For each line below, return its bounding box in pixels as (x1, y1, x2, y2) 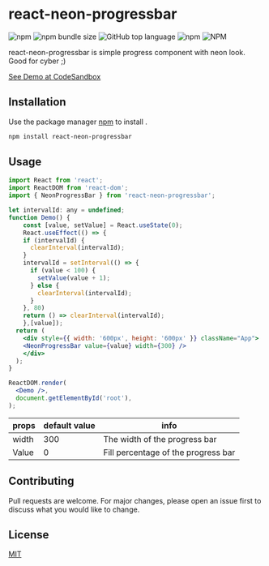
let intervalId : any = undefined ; (8, 206, 126, 215)
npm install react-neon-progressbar (8, 132, 132, 140)
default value (43, 419, 96, 431)
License (8, 528, 49, 542)
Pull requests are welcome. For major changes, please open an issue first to (8, 495, 262, 505)
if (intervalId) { (23, 236, 85, 244)
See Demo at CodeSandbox (8, 71, 101, 81)
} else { (29, 281, 60, 289)
